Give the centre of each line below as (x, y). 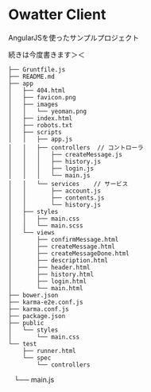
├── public (26, 323)
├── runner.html (50, 351)
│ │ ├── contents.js (56, 198)
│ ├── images (33, 104)
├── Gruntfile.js (37, 69)
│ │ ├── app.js (41, 139)
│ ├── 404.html (37, 90)
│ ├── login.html (48, 281)
